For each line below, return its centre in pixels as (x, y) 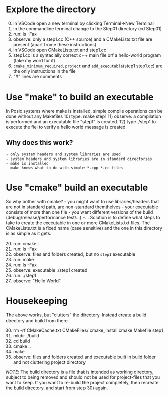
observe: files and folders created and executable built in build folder (85, 357)
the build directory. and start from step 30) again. (57, 388)
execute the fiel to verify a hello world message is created (66, 127)
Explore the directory (51, 9)
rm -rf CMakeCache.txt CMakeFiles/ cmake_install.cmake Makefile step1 (88, 330)
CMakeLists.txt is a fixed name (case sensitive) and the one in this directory (84, 228)
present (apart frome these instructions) (55, 44)
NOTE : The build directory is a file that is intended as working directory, (80, 372)
